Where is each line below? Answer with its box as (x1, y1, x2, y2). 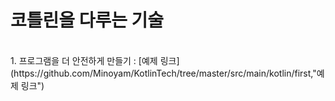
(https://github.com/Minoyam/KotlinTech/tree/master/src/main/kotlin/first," (10, 67, 317, 79)
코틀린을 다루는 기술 (10, 9, 165, 32)
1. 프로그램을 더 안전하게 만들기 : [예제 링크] (10, 54, 180, 66)
